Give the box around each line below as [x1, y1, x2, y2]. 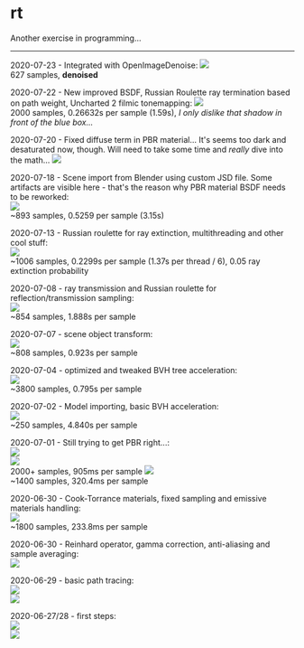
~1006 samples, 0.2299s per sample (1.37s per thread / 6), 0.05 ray [10, 256, 261, 267]
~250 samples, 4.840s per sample [10, 419, 138, 430]
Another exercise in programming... [10, 33, 143, 43]
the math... [10, 155, 51, 165]
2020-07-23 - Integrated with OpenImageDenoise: [10, 60, 198, 70]
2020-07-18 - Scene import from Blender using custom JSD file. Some [10, 172, 273, 183]
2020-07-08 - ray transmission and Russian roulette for [10, 283, 217, 294]
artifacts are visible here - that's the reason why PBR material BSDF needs [10, 182, 287, 193]
